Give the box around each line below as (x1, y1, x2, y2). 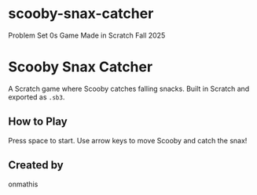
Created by (8, 158, 64, 172)
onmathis (8, 179, 39, 189)
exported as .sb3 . (8, 92, 65, 102)
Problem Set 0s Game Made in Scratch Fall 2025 (8, 31, 166, 40)
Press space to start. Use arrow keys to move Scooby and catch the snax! (8, 135, 248, 145)
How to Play (8, 115, 68, 128)
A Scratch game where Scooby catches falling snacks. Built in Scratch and (8, 84, 250, 93)
